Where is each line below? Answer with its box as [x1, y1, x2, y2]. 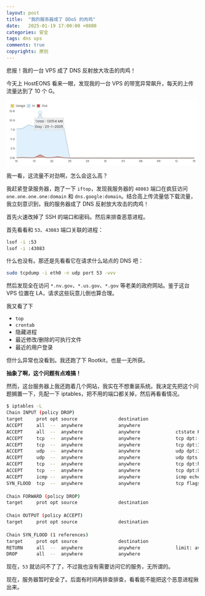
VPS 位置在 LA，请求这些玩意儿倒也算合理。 [6, 290, 118, 297]
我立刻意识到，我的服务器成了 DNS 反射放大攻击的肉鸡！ [6, 200, 149, 207]
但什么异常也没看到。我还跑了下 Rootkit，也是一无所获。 [6, 357, 148, 364]
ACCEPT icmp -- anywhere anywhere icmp [6, 473, 187, 480]
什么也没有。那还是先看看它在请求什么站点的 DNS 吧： [6, 257, 144, 265]
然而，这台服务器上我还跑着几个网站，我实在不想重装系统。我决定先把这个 [6, 382, 193, 390]
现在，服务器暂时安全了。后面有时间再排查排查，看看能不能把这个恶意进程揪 [6, 576, 199, 583]
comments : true [6, 42, 45, 48]
